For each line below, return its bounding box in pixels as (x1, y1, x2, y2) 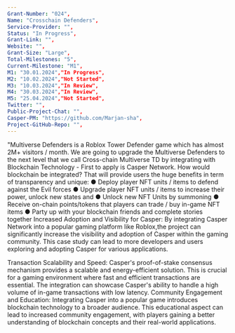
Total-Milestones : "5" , (7, 56, 77, 63)
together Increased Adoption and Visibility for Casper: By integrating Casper (7, 215, 228, 223)
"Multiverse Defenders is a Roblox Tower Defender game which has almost (7, 140, 224, 149)
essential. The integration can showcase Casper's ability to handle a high (7, 280, 219, 289)
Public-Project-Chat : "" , (7, 108, 83, 115)
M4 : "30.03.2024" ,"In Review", (7, 88, 99, 95)
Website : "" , (7, 43, 46, 50)
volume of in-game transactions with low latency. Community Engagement (7, 288, 223, 297)
